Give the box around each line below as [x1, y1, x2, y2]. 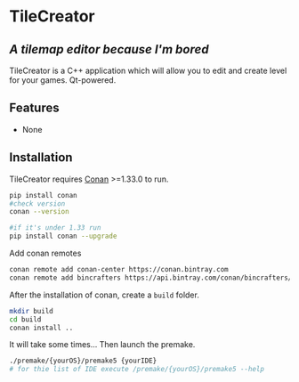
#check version [9, 199, 66, 208]
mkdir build [9, 306, 53, 315]
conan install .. [9, 323, 74, 332]
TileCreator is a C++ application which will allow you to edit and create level [9, 65, 287, 76]
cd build [9, 314, 42, 324]
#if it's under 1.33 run [9, 224, 101, 232]
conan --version [9, 207, 69, 216]
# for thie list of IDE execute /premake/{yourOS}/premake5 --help [9, 365, 265, 374]
